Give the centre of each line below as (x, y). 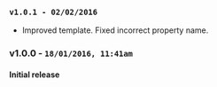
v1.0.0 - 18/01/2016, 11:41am (71, 53)
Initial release (35, 75)
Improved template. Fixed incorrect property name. (115, 30)
